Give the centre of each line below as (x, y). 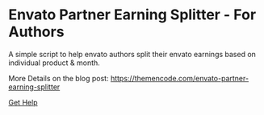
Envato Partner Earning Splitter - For (132, 15)
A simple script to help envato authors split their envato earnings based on (132, 54)
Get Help (23, 102)
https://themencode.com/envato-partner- (179, 78)
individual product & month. (54, 63)
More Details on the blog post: (59, 78)
